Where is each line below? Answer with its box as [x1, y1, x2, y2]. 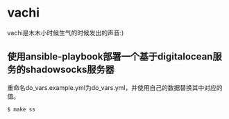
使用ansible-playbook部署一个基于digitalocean [7, 51, 213, 63]
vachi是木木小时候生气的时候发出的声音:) [7, 28, 124, 37]
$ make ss [7, 106, 36, 113]
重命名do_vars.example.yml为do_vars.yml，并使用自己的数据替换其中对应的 [7, 83, 223, 91]
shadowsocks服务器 [25, 64, 114, 75]
